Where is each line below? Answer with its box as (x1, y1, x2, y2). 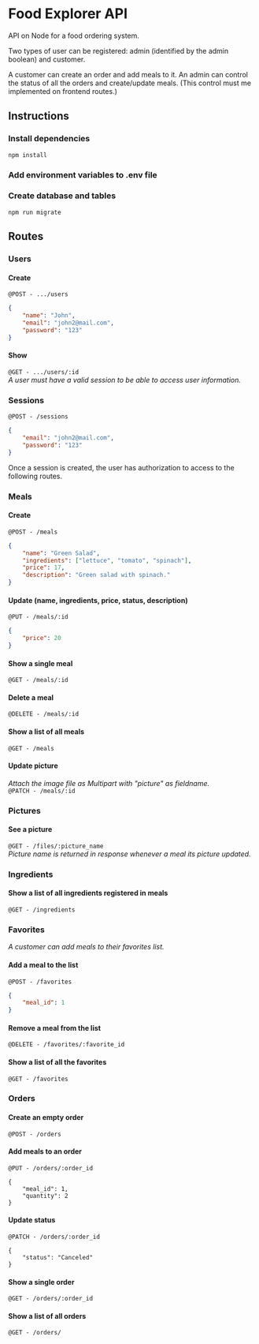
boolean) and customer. (8, 54, 86, 64)
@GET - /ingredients (8, 906, 76, 914)
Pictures (8, 805, 42, 816)
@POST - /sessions (8, 413, 68, 421)
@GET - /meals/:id (8, 676, 68, 684)
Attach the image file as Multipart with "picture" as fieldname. (8, 778, 210, 788)
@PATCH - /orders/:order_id (8, 1233, 101, 1241)
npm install (8, 151, 47, 159)
